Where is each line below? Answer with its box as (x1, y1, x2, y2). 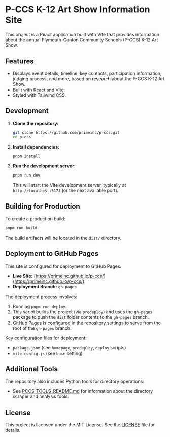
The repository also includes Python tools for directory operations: (5, 378, 145, 385)
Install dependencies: (12, 144, 60, 150)
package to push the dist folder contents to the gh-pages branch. (12, 314, 149, 320)
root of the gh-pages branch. (12, 325, 72, 331)
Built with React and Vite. (12, 86, 65, 93)
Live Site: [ (12, 273, 36, 279)
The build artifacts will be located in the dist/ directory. (5, 235, 122, 241)
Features (5, 57, 34, 66)
